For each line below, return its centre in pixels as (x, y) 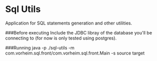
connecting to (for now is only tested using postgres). (61, 38)
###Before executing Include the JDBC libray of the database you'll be (79, 32)
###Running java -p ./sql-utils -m (40, 47)
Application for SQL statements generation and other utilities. (69, 23)
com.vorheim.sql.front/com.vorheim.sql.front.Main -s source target (75, 53)
